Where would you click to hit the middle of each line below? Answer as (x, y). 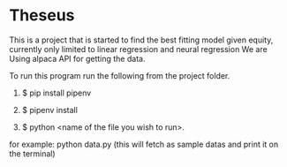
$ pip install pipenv (57, 93)
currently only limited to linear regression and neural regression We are (138, 49)
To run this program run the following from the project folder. (120, 75)
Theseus (42, 15)
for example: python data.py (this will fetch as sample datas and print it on (144, 144)
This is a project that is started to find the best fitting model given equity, (141, 40)
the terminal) (32, 153)
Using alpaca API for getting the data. (77, 58)
